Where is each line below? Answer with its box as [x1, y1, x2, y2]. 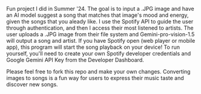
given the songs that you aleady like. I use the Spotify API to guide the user [6, 18, 194, 25]
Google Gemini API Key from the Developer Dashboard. [6, 57, 144, 63]
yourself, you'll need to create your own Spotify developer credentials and [6, 50, 191, 57]
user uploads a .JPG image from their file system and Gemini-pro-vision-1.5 [6, 31, 195, 38]
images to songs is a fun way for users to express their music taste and [6, 75, 185, 81]
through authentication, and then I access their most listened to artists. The [6, 24, 194, 31]
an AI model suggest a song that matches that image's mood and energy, [6, 11, 189, 19]
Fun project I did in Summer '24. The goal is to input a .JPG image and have [6, 5, 195, 12]
